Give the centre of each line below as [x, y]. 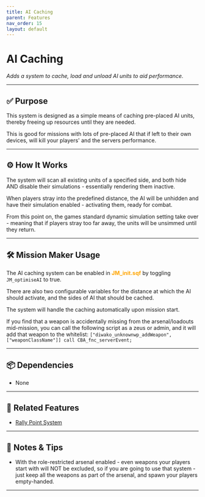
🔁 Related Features [43, 408]
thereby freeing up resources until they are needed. [71, 122]
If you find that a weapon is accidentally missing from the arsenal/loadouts [100, 321]
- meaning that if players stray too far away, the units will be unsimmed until [102, 223]
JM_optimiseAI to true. [34, 279]
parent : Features [28, 18]
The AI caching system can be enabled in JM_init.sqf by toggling [88, 273]
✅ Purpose [27, 101]
